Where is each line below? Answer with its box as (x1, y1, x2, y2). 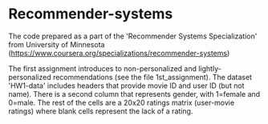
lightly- (197, 63, 222, 73)
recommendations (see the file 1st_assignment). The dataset (52, 72, 253, 82)
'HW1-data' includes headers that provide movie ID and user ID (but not (8, 81, 245, 90)
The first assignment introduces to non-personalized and (8, 63, 197, 73)
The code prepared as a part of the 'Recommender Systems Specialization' (8, 31, 258, 41)
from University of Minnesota (8, 39, 105, 49)
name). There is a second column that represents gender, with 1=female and (8, 89, 261, 98)
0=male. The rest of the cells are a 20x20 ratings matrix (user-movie (8, 98, 235, 107)
